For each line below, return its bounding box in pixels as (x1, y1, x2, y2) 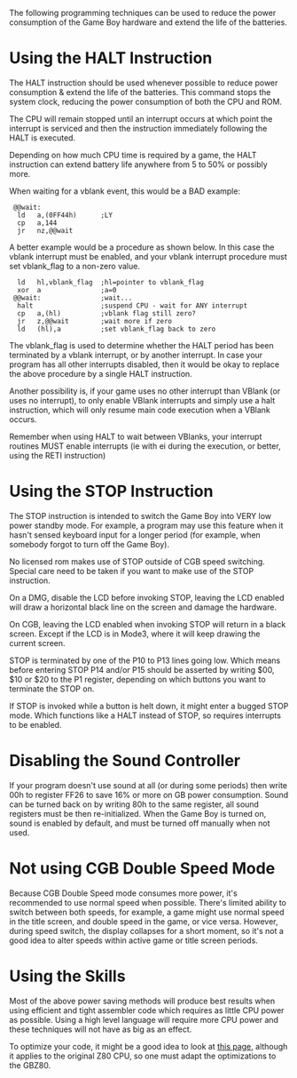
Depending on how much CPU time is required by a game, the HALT (9, 149, 257, 160)
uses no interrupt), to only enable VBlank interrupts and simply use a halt (9, 395, 276, 405)
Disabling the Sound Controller (9, 751, 241, 771)
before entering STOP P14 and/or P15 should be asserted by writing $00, (9, 664, 275, 675)
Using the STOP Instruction (9, 482, 214, 501)
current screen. (9, 637, 66, 648)
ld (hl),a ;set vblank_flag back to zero (17, 324, 216, 333)
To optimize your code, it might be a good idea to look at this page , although (9, 1041, 288, 1051)
